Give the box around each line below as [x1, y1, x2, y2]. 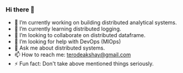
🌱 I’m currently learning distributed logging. [14, 25, 121, 32]
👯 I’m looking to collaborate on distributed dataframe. [14, 32, 146, 39]
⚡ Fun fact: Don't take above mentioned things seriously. [14, 60, 154, 68]
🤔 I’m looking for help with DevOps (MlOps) [14, 38, 121, 45]
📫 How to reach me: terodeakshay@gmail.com [14, 51, 131, 59]
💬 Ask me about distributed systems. [14, 44, 105, 51]
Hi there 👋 [5, 5, 35, 14]
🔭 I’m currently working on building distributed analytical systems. [14, 19, 177, 26]
